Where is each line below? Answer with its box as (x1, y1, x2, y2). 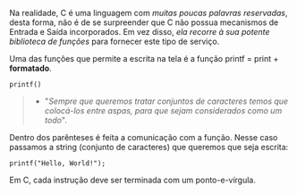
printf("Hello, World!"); (9, 159, 106, 168)
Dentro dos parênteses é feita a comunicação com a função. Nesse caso (9, 132, 278, 142)
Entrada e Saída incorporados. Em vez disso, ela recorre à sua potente (9, 27, 270, 37)
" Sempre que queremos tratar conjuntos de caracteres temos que (44, 96, 289, 106)
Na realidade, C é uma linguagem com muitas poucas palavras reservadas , (9, 8, 288, 18)
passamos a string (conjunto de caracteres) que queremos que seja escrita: (9, 142, 289, 152)
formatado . (9, 63, 52, 73)
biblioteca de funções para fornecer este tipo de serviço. (9, 36, 220, 46)
